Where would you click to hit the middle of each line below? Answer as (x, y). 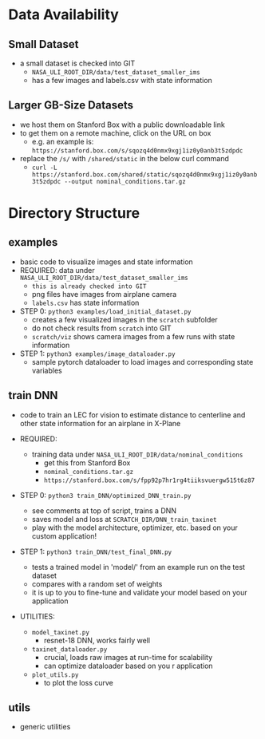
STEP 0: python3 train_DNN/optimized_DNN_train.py (105, 495)
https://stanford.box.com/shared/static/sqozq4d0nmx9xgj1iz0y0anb (144, 174)
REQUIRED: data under (57, 270)
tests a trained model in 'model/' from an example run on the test (138, 567)
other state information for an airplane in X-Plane (100, 423)
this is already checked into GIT (89, 286)
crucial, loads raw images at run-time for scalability (128, 657)
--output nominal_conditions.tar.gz (125, 181)
